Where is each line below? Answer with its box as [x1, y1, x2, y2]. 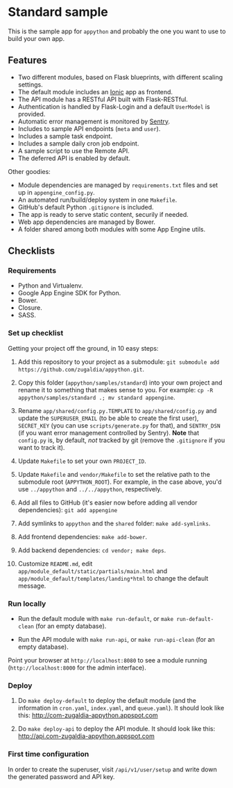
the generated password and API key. [8, 772, 115, 780]
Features [8, 55, 47, 67]
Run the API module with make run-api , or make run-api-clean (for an [17, 636, 216, 644]
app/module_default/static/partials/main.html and [17, 566, 168, 575]
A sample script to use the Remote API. [17, 146, 130, 155]
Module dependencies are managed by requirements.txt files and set [17, 181, 218, 189]
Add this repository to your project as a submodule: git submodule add [17, 358, 220, 366]
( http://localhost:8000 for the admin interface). [8, 663, 146, 672]
